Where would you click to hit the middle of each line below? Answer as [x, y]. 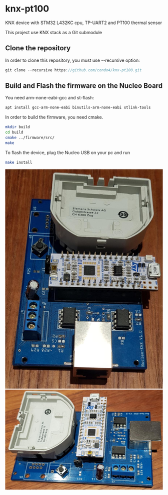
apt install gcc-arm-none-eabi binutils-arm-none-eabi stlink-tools [78, 108]
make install [19, 162]
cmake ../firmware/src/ [30, 138]
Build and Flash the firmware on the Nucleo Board [84, 86]
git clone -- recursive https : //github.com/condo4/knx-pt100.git [73, 70]
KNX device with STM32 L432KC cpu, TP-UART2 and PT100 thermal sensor [84, 23]
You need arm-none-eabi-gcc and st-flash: [49, 98]
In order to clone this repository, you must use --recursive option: [72, 60]
